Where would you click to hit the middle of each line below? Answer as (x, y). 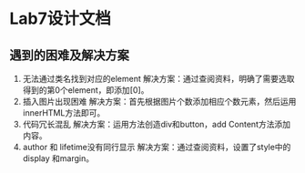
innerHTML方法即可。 (64, 113)
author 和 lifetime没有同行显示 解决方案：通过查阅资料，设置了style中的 (157, 147)
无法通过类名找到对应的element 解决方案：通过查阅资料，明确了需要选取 (158, 79)
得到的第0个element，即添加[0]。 (86, 90)
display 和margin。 (58, 158)
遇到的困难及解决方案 (69, 55)
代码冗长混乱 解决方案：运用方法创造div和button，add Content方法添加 (157, 124)
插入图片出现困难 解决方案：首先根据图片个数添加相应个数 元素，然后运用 (159, 102)
